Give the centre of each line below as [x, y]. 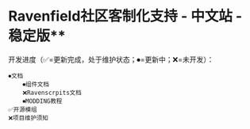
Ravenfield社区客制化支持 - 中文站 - [125, 16]
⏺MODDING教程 [42, 101]
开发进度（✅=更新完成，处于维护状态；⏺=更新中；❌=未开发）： [111, 59]
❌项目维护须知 [29, 118]
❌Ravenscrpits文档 [52, 93]
